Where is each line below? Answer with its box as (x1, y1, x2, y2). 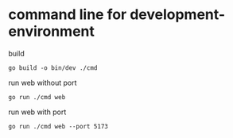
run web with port (8, 107, 67, 117)
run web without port (8, 78, 77, 87)
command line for (8, 6, 127, 24)
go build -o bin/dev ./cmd (8, 63, 98, 72)
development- (130, 6, 226, 24)
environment (8, 22, 95, 40)
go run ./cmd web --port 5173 (8, 122, 109, 130)
